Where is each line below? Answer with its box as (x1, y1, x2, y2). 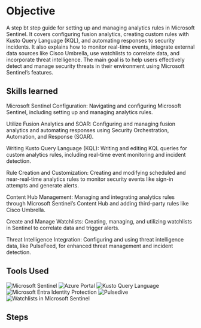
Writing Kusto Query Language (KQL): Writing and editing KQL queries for (6, 144, 187, 151)
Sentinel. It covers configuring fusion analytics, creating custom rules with (6, 30, 190, 37)
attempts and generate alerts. (6, 181, 79, 189)
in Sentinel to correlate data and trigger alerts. (6, 224, 120, 231)
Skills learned (6, 86, 58, 97)
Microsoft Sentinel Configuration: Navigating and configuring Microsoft (6, 102, 181, 109)
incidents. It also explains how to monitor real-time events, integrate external (6, 43, 195, 50)
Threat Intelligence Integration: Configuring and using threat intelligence (6, 235, 184, 243)
